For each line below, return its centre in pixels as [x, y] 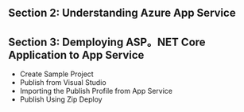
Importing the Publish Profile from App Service [96, 91]
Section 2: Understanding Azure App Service [122, 13]
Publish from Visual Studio [63, 83]
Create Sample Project [56, 74]
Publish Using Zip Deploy [61, 99]
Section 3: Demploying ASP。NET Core [107, 42]
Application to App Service [76, 55]
